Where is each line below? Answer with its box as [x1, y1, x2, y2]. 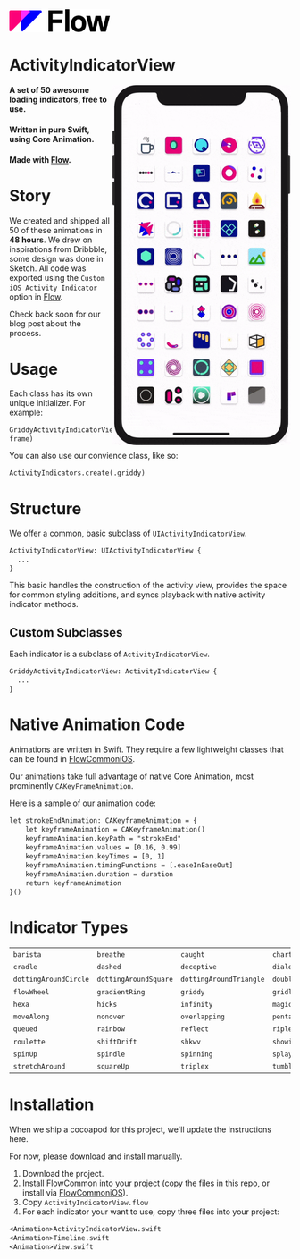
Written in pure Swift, [9, 124, 90, 135]
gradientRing [96, 987, 146, 996]
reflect [180, 1025, 210, 1034]
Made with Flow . [9, 154, 71, 165]
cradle [12, 963, 37, 972]
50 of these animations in [9, 224, 103, 235]
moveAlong [12, 1012, 50, 1022]
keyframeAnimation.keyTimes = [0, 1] [25, 852, 166, 861]
